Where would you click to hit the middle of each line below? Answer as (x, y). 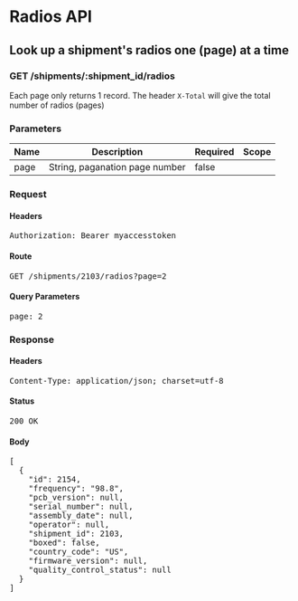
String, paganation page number (117, 167)
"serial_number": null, (81, 507)
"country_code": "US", (79, 552)
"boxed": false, (65, 543)
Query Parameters (45, 297)
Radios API (51, 17)
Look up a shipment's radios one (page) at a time (149, 50)
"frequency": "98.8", (76, 489)
